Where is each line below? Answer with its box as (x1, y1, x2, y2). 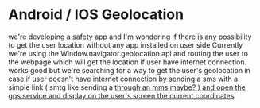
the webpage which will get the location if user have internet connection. (8, 57, 247, 67)
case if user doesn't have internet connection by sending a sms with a (8, 74, 239, 83)
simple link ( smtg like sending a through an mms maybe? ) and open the (8, 82, 246, 92)
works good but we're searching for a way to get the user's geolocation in (8, 65, 250, 75)
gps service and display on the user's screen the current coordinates (8, 91, 235, 100)
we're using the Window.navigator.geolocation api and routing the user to (8, 48, 249, 58)
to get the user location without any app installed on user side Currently (8, 40, 243, 49)
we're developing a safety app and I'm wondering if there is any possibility (8, 32, 252, 41)
